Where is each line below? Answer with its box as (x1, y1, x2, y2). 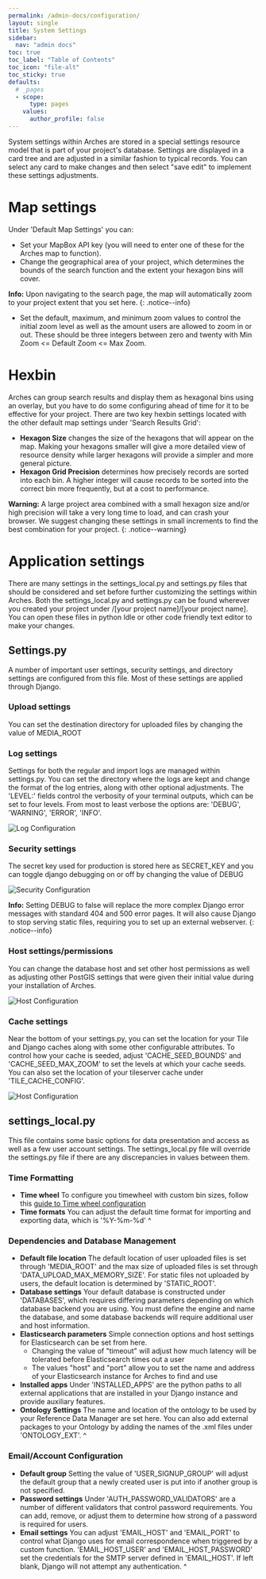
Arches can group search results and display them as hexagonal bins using (8, 392, 254, 402)
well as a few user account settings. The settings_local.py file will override (8, 1144, 252, 1153)
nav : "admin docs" (15, 41, 77, 49)
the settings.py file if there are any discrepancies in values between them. (8, 1152, 250, 1162)
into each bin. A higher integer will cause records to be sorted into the (19, 475, 249, 485)
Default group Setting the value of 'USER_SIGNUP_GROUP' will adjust (19, 1469, 249, 1478)
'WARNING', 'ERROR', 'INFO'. (8, 808, 102, 818)
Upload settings (8, 701, 71, 712)
